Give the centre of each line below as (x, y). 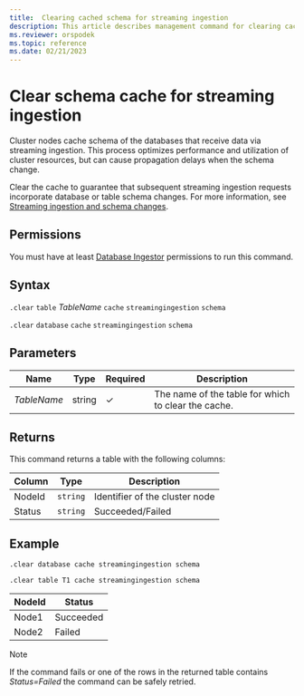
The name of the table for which (222, 393)
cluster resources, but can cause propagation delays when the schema (142, 160)
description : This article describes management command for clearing (145, 26)
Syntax (30, 285)
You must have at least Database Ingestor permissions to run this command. (152, 256)
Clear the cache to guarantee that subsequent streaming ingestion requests (151, 188)
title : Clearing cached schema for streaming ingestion (119, 18)
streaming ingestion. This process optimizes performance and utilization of (149, 150)
